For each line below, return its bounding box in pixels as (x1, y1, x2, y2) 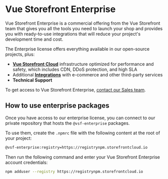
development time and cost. (5, 36, 64, 42)
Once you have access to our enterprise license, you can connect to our (5, 115, 155, 121)
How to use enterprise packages (5, 102, 109, 110)
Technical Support (12, 77, 52, 83)
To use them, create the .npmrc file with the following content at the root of (5, 130, 160, 136)
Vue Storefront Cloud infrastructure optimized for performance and (12, 61, 154, 67)
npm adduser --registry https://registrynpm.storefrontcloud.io (5, 169, 143, 174)
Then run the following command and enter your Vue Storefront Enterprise (5, 154, 160, 160)
